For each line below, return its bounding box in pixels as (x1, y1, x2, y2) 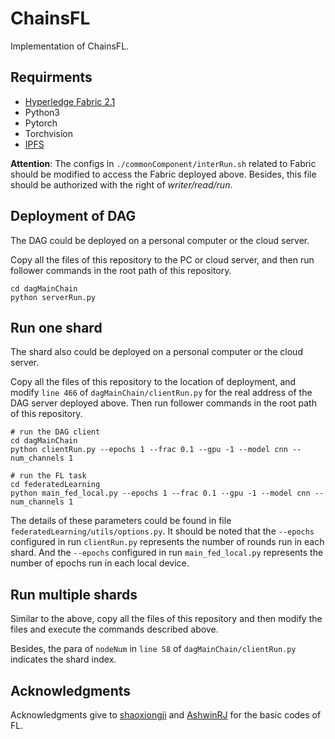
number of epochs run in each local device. (10, 557, 190, 569)
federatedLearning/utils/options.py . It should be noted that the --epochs (10, 525, 315, 537)
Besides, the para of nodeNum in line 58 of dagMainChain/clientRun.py (10, 643, 297, 655)
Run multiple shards (10, 586, 138, 603)
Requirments (10, 69, 93, 86)
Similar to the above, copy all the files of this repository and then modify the (10, 613, 323, 625)
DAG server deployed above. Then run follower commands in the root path (10, 397, 317, 409)
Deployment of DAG (10, 208, 137, 225)
